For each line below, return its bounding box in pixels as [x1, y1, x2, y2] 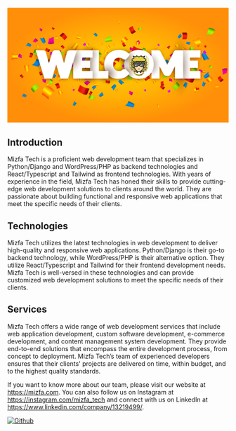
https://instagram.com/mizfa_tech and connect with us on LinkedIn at [7, 395, 209, 404]
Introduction [7, 136, 63, 148]
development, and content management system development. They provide [7, 337, 227, 346]
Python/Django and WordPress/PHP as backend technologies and [7, 163, 198, 171]
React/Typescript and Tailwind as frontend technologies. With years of [7, 170, 211, 179]
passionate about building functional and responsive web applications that [7, 192, 223, 200]
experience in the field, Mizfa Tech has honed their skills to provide [7, 177, 202, 186]
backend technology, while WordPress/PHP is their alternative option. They [7, 253, 225, 261]
